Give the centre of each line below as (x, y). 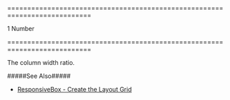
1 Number (21, 29)
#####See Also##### (39, 76)
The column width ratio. (41, 62)
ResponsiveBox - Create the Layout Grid (75, 89)
